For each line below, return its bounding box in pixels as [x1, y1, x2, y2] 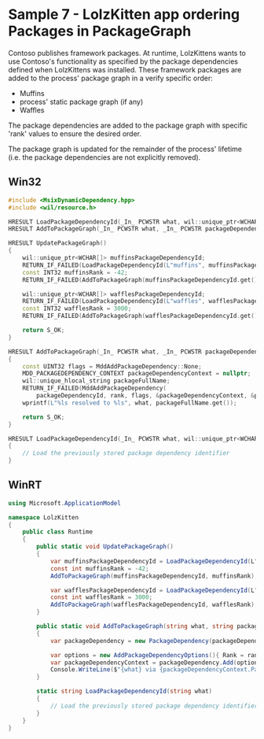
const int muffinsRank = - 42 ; [49, 564, 149, 572]
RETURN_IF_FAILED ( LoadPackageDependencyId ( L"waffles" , [22, 297, 206, 305]
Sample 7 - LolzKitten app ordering [8, 6, 240, 24]
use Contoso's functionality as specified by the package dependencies [8, 57, 238, 66]
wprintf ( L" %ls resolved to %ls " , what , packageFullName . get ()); [22, 399, 237, 407]
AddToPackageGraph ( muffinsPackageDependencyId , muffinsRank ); [49, 572, 258, 580]
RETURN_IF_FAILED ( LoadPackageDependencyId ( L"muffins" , [22, 261, 206, 269]
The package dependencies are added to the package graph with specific [8, 120, 248, 130]
